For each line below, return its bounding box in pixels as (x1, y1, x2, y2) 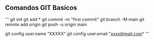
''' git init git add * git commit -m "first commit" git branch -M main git (5, 16, 145, 22)
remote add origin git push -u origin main (5, 21, 87, 27)
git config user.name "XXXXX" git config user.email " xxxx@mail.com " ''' (5, 31, 150, 36)
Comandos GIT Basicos (5, 4, 77, 12)
